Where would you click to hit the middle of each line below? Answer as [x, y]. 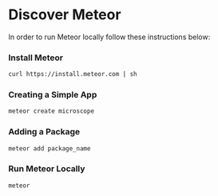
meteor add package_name [50, 148]
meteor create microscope [51, 111]
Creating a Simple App [53, 95]
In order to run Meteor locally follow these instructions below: [109, 37]
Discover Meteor [65, 15]
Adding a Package [44, 132]
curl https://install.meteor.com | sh [73, 74]
